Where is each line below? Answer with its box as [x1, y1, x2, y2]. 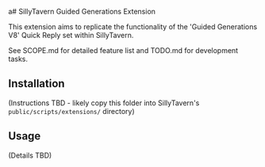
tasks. [8, 55, 29, 63]
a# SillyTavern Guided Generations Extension [8, 7, 156, 16]
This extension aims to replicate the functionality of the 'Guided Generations [8, 22, 258, 31]
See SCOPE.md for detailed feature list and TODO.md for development [8, 46, 239, 55]
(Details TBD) [8, 150, 52, 160]
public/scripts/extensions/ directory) [8, 106, 135, 116]
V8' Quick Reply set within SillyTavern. [8, 31, 134, 40]
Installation [8, 77, 65, 90]
